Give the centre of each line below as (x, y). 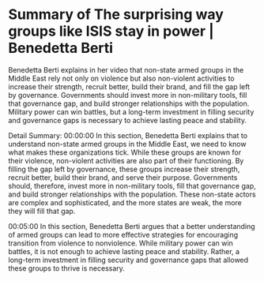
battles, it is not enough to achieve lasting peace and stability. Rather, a (124, 251)
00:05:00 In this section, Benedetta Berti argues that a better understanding (132, 226)
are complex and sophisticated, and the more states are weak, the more (125, 202)
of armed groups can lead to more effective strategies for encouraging (123, 234)
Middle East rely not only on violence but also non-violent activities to (121, 78)
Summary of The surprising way (116, 15)
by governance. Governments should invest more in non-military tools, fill (128, 95)
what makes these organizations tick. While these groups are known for (125, 152)
